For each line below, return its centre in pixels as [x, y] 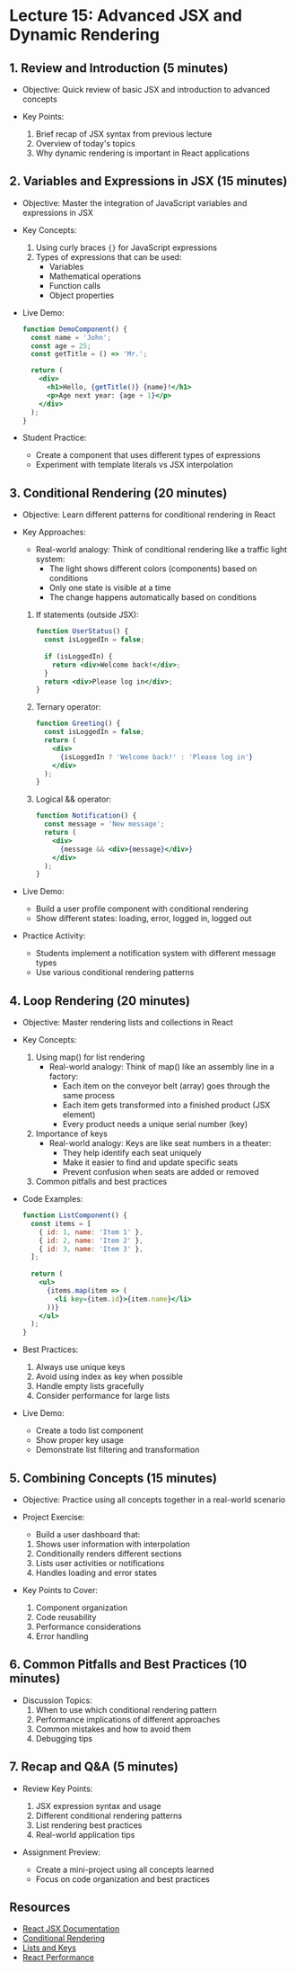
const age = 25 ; [61, 346]
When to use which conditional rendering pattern [126, 1709]
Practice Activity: [54, 936]
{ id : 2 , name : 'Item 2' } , [91, 1241]
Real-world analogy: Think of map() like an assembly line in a [162, 1067]
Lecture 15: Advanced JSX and [126, 16]
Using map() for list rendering [90, 1057]
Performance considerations [88, 1626]
